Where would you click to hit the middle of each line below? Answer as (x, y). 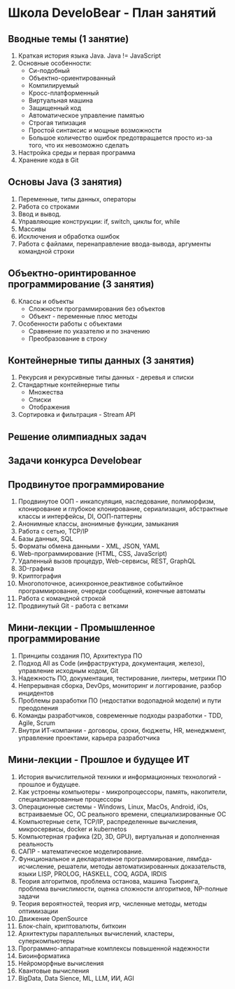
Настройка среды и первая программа (77, 153)
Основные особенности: (55, 63)
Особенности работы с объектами (70, 324)
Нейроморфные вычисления (61, 963)
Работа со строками (49, 206)
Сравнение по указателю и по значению (89, 331)
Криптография (40, 576)
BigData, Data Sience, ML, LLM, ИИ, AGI (76, 978)
